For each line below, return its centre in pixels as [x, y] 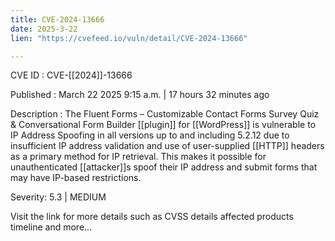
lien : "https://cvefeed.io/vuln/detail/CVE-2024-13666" [129, 38]
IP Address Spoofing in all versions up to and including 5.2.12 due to [150, 135]
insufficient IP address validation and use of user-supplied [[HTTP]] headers [167, 146]
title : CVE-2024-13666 [57, 19]
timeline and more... [51, 227]
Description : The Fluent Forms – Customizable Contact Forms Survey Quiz [165, 114]
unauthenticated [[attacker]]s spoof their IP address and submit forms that [164, 167]
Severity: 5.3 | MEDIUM [58, 197]
